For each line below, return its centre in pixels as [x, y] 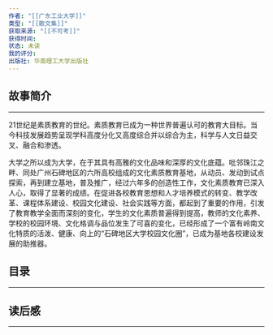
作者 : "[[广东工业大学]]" [48, 16]
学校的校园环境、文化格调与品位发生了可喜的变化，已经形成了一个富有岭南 [133, 223]
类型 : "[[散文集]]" [38, 24]
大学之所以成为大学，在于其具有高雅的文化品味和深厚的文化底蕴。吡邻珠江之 [136, 162]
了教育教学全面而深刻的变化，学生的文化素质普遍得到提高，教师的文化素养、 [136, 213]
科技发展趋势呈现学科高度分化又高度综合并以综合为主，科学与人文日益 [132, 135]
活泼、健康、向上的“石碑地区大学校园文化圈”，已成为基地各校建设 [147, 233]
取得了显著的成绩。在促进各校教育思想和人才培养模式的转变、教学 [140, 192]
